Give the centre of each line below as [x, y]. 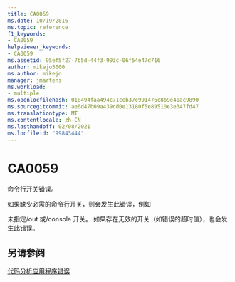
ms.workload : [27, 87]
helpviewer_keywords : [40, 47]
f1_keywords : [27, 34]
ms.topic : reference [38, 27]
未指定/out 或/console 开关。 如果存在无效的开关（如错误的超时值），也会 [115, 219]
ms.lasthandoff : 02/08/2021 [49, 126]
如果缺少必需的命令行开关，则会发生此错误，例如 [79, 204]
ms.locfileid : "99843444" [46, 133]
